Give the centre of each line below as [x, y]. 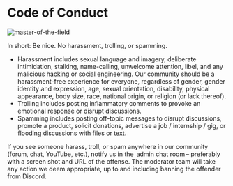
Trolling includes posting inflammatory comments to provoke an [109, 103]
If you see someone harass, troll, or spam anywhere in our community [108, 146]
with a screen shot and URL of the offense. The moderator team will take [112, 161]
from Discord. [27, 176]
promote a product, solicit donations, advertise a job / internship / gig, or [121, 125]
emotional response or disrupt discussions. [79, 111]
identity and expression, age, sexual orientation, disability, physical [113, 88]
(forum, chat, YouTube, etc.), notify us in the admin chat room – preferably [114, 154]
